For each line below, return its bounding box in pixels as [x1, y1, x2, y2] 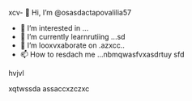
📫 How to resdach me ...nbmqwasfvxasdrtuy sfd [19, 49, 185, 59]
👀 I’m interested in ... [19, 23, 89, 32]
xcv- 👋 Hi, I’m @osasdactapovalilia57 [8, 8, 132, 17]
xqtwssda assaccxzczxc [8, 84, 90, 93]
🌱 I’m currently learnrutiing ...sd [19, 32, 126, 41]
